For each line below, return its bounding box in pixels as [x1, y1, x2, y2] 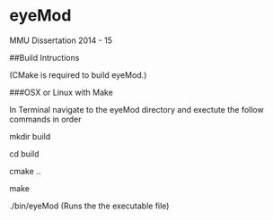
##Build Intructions [9, 52, 80, 63]
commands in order [9, 114, 82, 124]
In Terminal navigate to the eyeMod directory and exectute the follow [9, 104, 264, 114]
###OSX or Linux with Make [9, 87, 114, 97]
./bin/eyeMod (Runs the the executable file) [9, 200, 170, 211]
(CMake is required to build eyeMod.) [9, 69, 147, 80]
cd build [9, 148, 40, 159]
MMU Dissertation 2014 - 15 [9, 35, 113, 46]
